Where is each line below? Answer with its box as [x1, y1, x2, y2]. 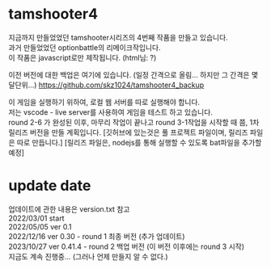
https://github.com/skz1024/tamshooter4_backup [38, 80, 205, 90]
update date [8, 177, 91, 195]
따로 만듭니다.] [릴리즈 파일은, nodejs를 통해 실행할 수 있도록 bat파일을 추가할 [16, 137, 262, 147]
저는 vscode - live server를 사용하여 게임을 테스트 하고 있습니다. [8, 107, 213, 117]
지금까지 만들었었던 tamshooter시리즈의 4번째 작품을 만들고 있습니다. [8, 32, 228, 42]
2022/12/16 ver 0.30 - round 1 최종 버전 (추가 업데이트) [8, 231, 185, 241]
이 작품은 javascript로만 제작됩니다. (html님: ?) [8, 53, 157, 62]
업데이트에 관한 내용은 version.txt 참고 [8, 204, 130, 214]
